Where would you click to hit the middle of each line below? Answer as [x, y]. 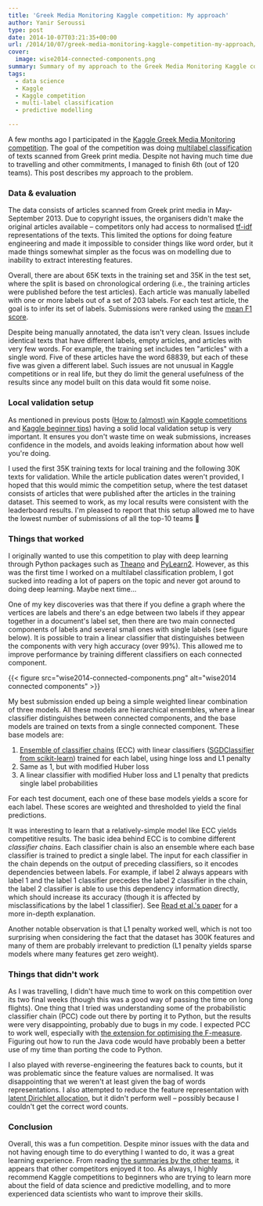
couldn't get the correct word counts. [68, 1106]
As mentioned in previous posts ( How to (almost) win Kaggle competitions [128, 420]
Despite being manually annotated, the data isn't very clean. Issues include [129, 332]
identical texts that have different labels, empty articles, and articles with [125, 341]
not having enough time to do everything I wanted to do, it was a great [121, 1152]
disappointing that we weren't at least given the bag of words [107, 1082]
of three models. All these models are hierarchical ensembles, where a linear [131, 709]
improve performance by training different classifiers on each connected [125, 654]
